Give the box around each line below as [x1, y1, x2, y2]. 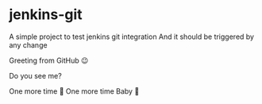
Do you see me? [9, 71, 62, 80]
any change [9, 40, 48, 49]
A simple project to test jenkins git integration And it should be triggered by [9, 32, 255, 41]
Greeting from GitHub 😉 [9, 56, 89, 65]
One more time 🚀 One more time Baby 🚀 [9, 86, 140, 96]
